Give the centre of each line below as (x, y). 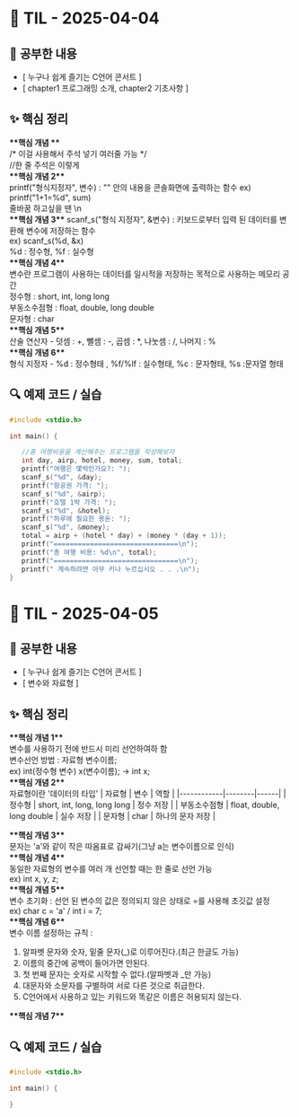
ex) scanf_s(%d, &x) (47, 241)
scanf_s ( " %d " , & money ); (66, 528)
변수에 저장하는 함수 (61, 230)
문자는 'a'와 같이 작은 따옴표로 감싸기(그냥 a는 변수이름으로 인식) (122, 847)
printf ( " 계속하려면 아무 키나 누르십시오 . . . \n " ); (110, 569)
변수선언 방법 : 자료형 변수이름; (63, 760)
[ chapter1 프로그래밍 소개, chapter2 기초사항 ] (105, 88)
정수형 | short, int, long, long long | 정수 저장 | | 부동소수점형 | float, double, (145, 805)
